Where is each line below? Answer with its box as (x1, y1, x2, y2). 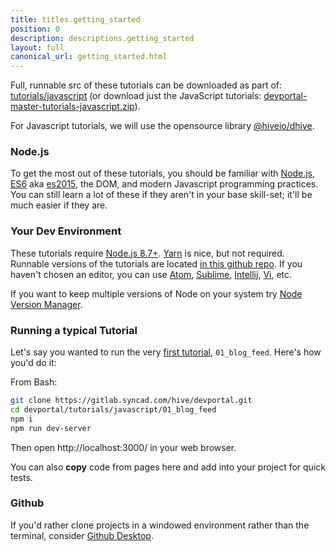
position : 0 (10, 24, 60, 34)
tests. (10, 471, 33, 483)
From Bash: (10, 376, 58, 388)
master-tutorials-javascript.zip (10, 101, 135, 113)
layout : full (10, 42, 65, 53)
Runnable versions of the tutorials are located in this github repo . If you (10, 257, 303, 270)
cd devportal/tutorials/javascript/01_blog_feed (10, 404, 217, 415)
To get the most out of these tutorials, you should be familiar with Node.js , (10, 167, 316, 180)
